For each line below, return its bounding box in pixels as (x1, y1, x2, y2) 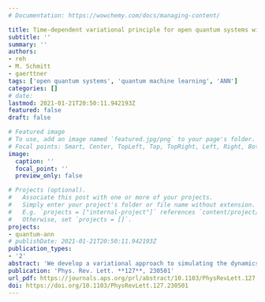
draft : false (8, 114, 51, 122)
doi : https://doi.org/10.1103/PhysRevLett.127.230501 (8, 281, 189, 289)
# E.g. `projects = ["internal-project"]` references (8, 208, 196, 216)
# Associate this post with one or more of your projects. (8, 194, 214, 202)
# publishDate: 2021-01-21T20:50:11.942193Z (8, 237, 157, 245)
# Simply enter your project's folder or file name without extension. (8, 201, 256, 209)
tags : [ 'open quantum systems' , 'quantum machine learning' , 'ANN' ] (8, 76, 238, 85)
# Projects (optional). (8, 186, 87, 194)
